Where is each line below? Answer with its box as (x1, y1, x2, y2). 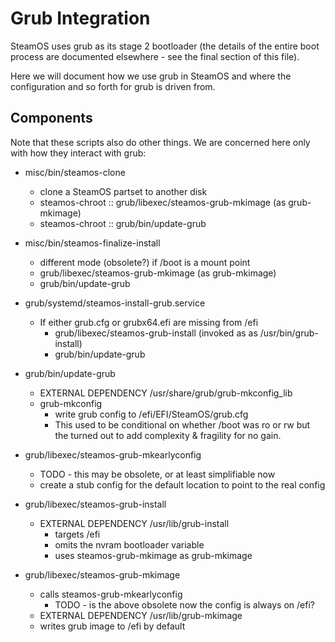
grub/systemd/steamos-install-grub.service (24, 297, 206, 309)
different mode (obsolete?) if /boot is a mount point (39, 256, 251, 268)
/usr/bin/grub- (259, 327, 319, 339)
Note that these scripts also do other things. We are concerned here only (10, 136, 311, 148)
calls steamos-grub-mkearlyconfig (39, 588, 183, 600)
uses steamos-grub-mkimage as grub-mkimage (54, 549, 253, 561)
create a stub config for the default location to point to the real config (39, 478, 326, 491)
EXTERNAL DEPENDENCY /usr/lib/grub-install (39, 517, 230, 529)
